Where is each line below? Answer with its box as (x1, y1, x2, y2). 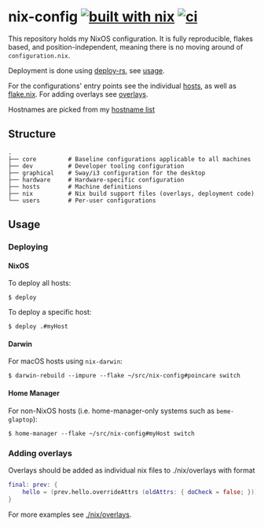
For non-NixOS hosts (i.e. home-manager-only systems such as (8, 406, 214, 415)
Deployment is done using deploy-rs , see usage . (8, 65, 165, 75)
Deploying (8, 241, 49, 252)
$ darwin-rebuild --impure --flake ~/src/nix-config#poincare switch (8, 372, 241, 380)
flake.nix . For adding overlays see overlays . (8, 89, 148, 98)
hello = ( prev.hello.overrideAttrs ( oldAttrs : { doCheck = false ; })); (22, 488, 262, 496)
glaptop (8, 415, 34, 424)
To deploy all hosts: (8, 278, 71, 288)
